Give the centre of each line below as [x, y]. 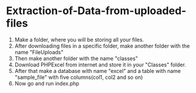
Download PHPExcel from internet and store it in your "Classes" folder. [100, 64]
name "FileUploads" [39, 52]
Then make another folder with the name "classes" [76, 58]
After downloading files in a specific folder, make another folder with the [102, 46]
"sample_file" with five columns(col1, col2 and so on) [79, 77]
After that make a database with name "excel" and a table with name [98, 71]
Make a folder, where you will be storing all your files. [79, 39]
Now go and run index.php [47, 83]
